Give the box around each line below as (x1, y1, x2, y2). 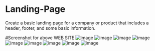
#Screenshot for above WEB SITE (5, 35, 75, 41)
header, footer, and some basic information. (5, 25, 96, 31)
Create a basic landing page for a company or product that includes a (5, 20, 149, 26)
